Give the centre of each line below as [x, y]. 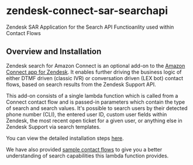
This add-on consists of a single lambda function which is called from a [92, 95]
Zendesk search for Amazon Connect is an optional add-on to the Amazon [96, 66]
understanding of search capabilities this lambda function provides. [87, 156]
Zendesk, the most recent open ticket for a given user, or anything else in [94, 121]
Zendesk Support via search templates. [54, 126]
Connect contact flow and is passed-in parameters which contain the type [96, 102]
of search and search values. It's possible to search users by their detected [97, 108]
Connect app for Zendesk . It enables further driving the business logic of [94, 72]
